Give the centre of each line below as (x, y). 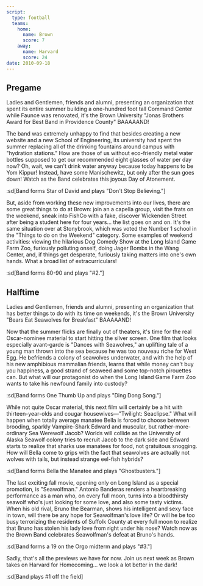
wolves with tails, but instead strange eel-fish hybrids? (75, 459)
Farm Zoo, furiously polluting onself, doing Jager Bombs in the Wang (93, 248)
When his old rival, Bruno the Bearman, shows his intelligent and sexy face (100, 509)
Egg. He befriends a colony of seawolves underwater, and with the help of (100, 358)
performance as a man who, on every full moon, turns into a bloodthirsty (98, 496)
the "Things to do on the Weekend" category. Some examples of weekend (100, 235)
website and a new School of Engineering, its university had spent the (94, 140)
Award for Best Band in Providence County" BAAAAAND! (78, 122)
